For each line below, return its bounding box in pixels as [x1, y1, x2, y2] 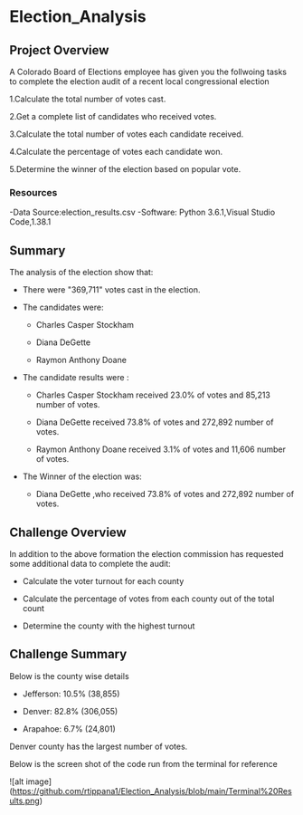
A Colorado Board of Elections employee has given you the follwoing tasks [9, 66, 288, 77]
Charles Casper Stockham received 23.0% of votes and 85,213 [35, 389, 271, 400]
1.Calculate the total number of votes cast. [9, 93, 166, 104]
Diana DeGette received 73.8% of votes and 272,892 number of [35, 417, 274, 427]
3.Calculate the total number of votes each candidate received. [9, 129, 244, 139]
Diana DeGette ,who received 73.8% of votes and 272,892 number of [35, 489, 295, 500]
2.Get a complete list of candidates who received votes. [9, 111, 217, 121]
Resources [9, 186, 58, 198]
